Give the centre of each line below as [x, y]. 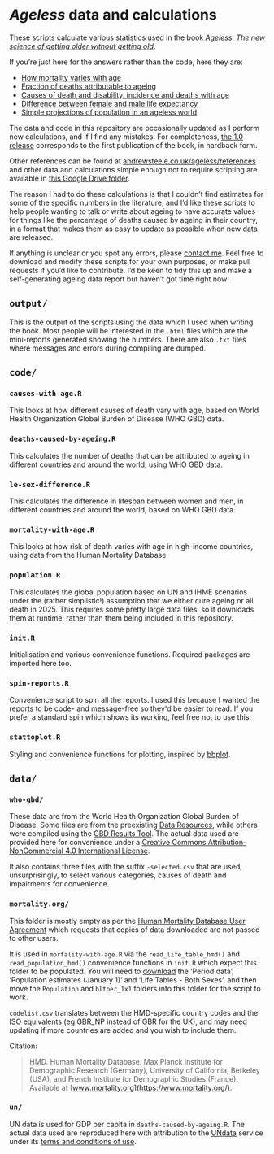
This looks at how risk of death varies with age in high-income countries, [131, 547]
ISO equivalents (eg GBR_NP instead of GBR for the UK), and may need [128, 1021]
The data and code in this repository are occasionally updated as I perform [135, 128]
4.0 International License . [108, 851]
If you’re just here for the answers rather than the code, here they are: [126, 62]
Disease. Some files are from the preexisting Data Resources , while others [134, 825]
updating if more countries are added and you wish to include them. [123, 1030]
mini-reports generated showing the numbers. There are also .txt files [128, 339]
